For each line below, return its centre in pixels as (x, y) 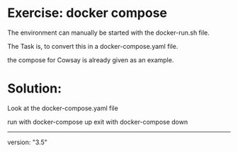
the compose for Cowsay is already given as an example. (91, 60)
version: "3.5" (27, 142)
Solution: (35, 89)
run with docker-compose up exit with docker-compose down (98, 122)
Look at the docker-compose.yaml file (63, 108)
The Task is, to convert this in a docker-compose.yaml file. (93, 46)
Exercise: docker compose (87, 13)
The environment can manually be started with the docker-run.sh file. (109, 33)
